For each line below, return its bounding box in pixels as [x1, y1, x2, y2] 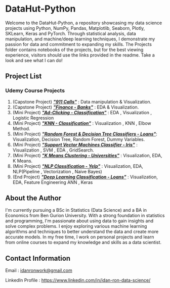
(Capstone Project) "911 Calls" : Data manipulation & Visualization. [12, 99, 152, 105]
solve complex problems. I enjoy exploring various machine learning [5, 223, 147, 229]
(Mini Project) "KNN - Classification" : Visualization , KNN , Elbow [12, 120, 152, 126]
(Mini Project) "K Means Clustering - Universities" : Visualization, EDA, [12, 152, 162, 158]
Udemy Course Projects [5, 87, 65, 94]
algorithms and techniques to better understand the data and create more [5, 228, 159, 235]
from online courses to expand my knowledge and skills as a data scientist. [5, 239, 162, 246]
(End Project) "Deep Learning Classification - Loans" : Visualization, [12, 174, 158, 180]
